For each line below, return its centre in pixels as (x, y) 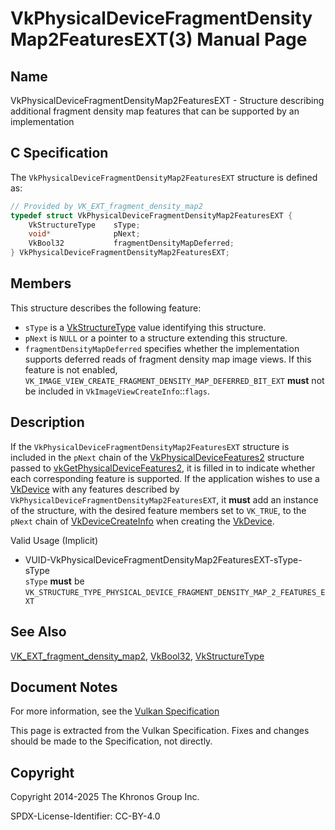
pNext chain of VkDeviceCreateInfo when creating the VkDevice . (142, 521)
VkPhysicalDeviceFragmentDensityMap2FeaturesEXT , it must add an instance (164, 499)
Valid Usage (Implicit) (54, 540)
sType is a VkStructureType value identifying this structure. (145, 327)
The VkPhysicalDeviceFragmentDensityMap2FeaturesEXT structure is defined (164, 177)
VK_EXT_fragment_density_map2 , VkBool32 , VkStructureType (137, 656)
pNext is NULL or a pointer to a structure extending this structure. (156, 338)
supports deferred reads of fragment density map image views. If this (168, 359)
